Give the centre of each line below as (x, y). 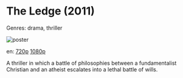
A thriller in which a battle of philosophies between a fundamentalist (91, 63)
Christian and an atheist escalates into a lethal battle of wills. (82, 69)
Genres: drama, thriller (34, 28)
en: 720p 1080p (26, 51)
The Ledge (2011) (51, 11)
